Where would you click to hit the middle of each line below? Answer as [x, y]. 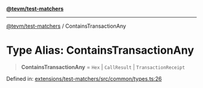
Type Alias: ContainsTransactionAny [100, 50]
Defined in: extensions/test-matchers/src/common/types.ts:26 [84, 78]
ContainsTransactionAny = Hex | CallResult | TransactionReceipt [103, 67]
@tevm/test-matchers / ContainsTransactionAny [66, 26]
